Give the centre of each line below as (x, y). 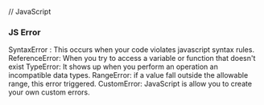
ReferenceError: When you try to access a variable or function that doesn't (132, 59)
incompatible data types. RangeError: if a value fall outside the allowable (128, 75)
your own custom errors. (49, 92)
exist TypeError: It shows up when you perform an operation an (113, 67)
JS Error (25, 32)
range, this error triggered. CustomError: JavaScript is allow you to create (130, 84)
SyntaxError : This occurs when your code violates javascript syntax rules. (132, 50)
